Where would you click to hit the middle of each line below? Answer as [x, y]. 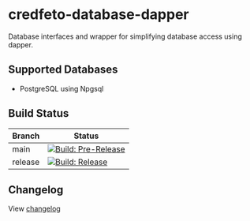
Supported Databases [63, 70]
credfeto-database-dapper [99, 15]
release [26, 162]
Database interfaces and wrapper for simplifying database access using [125, 36]
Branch [26, 136]
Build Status [39, 113]
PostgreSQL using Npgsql [62, 88]
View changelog [34, 209]
